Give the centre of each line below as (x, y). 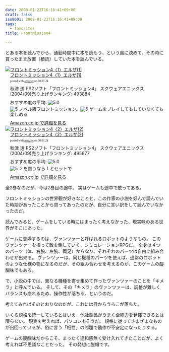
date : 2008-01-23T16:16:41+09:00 (40, 10)
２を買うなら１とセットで (45, 169)
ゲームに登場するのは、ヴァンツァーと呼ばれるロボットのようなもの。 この (83, 238)
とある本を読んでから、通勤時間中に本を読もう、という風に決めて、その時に (84, 53)
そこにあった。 (30, 228)
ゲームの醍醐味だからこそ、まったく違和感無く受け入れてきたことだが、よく (84, 338)
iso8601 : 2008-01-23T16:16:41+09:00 (44, 19)
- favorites (22, 29)
